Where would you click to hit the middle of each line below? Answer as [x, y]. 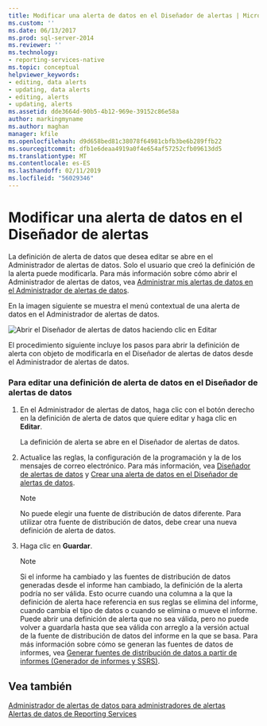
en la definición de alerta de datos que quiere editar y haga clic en [128, 418]
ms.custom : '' [32, 23]
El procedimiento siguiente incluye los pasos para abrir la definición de [124, 345]
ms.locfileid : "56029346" [51, 179]
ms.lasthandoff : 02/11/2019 [55, 171]
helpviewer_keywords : [44, 75]
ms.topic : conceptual [44, 68]
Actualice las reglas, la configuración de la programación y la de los [130, 457]
